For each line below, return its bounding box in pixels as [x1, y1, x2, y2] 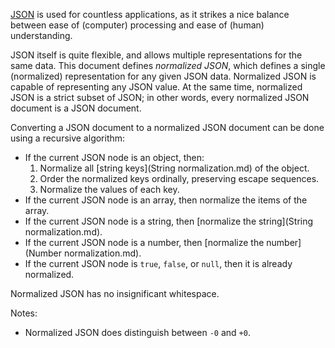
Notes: [10, 307, 38, 319]
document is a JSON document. [10, 102, 142, 114]
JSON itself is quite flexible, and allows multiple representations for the [10, 49, 303, 61]
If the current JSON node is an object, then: [24, 152, 205, 163]
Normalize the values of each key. [39, 184, 180, 195]
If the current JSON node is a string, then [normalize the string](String [24, 215, 314, 227]
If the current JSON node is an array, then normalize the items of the [24, 194, 308, 206]
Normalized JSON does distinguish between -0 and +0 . [24, 327, 251, 338]
